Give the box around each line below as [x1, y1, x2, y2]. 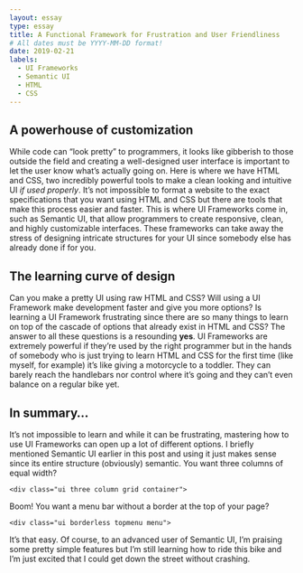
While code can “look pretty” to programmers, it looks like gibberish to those [9, 146, 294, 157]
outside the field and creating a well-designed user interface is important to [9, 155, 290, 167]
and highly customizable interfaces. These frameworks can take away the [9, 223, 284, 234]
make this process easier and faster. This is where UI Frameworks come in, [9, 204, 289, 215]
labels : [9, 55, 39, 64]
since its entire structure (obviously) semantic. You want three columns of [9, 457, 284, 468]
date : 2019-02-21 [9, 47, 75, 56]
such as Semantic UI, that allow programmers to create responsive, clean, [9, 213, 284, 224]
